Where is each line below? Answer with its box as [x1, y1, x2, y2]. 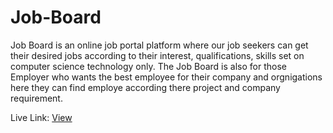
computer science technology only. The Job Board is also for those [10, 60, 287, 72]
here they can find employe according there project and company [10, 81, 281, 93]
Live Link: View [10, 111, 73, 123]
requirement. [10, 92, 63, 104]
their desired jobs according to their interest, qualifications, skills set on [10, 49, 305, 61]
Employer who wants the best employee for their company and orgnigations [10, 71, 323, 83]
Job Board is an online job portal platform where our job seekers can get [10, 39, 309, 51]
